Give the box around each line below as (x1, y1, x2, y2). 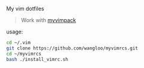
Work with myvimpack (20, 17, 76, 23)
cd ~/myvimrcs (6, 51, 42, 57)
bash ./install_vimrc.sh (6, 56, 68, 62)
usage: (6, 28, 23, 35)
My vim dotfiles (6, 5, 44, 12)
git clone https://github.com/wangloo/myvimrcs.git (6, 45, 138, 51)
